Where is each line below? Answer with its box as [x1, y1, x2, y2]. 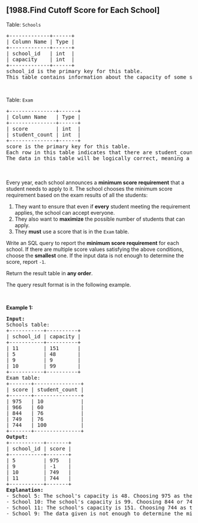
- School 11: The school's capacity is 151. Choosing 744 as [6, 504, 187, 511]
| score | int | [6, 125, 81, 132]
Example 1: [6, 304, 34, 311]
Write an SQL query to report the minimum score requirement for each [6, 239, 180, 246]
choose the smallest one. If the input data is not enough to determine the [6, 251, 184, 259]
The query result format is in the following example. [6, 281, 131, 288]
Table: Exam [6, 96, 34, 103]
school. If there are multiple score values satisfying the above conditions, [6, 246, 184, 253]
